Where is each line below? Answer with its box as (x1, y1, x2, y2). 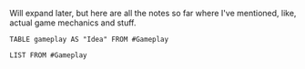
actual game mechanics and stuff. (9, 17, 137, 28)
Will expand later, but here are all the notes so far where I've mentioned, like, (9, 8, 297, 18)
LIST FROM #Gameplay (9, 51, 88, 60)
